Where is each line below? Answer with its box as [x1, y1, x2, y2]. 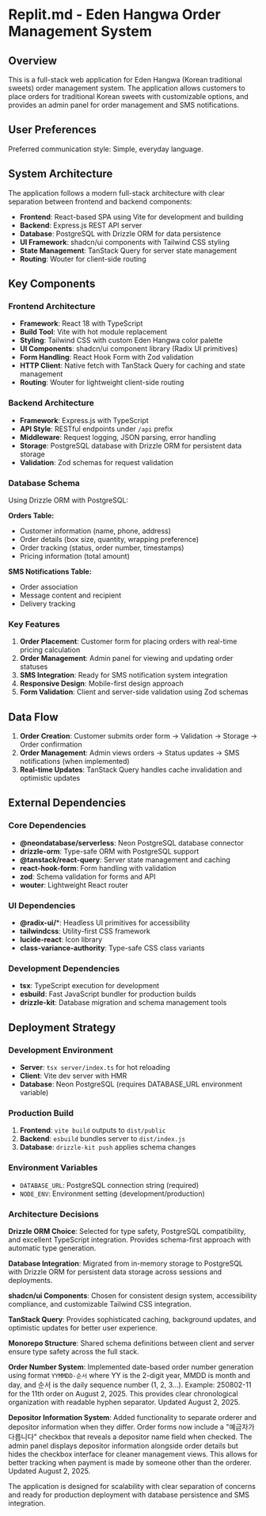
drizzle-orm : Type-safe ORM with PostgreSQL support [19, 846, 199, 856]
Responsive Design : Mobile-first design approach [19, 679, 184, 689]
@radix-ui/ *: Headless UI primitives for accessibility [19, 918, 191, 927]
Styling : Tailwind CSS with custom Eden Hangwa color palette [19, 335, 223, 346]
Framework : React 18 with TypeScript [19, 319, 143, 328]
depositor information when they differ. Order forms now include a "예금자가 [8, 1422, 255, 1431]
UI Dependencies [8, 899, 76, 911]
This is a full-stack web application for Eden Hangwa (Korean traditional [8, 75, 243, 84]
